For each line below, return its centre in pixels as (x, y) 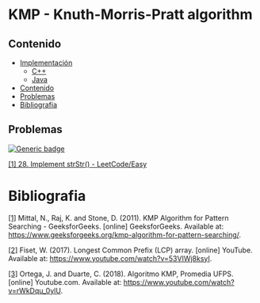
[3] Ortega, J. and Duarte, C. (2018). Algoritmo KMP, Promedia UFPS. (121, 274)
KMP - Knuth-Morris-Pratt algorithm (130, 15)
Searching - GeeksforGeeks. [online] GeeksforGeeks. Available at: (116, 226)
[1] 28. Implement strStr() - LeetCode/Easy (78, 164)
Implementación (46, 62)
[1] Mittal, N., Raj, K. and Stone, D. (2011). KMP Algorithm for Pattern (119, 218)
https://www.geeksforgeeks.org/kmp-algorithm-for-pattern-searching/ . (125, 234)
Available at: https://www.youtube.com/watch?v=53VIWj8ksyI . (110, 258)
